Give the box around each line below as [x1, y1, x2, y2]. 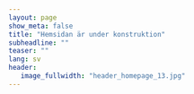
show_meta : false [8, 21, 74, 30]
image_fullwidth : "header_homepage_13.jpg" [20, 72, 186, 81]
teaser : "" [8, 47, 49, 56]
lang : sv [8, 55, 41, 64]
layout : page [8, 13, 57, 22]
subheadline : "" [8, 38, 69, 47]
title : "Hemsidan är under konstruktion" [8, 30, 166, 38]
